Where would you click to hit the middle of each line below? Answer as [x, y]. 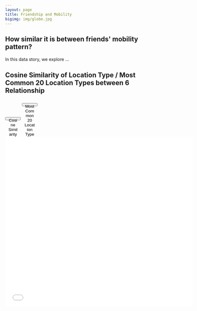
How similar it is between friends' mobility [72, 39]
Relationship [25, 91]
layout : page [19, 10]
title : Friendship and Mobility [38, 14]
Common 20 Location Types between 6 [67, 83]
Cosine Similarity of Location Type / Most [70, 75]
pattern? [19, 47]
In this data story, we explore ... [37, 60]
